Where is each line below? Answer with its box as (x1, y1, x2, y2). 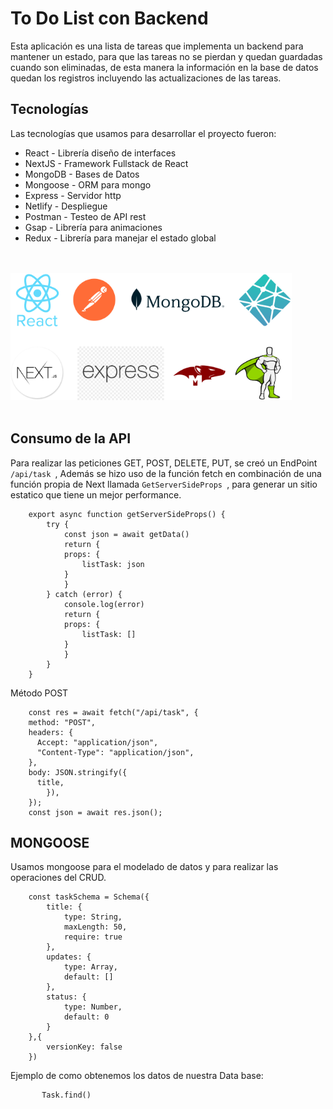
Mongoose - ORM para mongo (24, 178, 152, 191)
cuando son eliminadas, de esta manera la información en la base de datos (10, 61, 319, 73)
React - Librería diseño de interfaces (24, 147, 177, 159)
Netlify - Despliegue (24, 200, 108, 212)
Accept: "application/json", (36, 737, 159, 747)
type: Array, (63, 962, 118, 972)
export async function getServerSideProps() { (28, 509, 226, 519)
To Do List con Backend (10, 7, 209, 30)
